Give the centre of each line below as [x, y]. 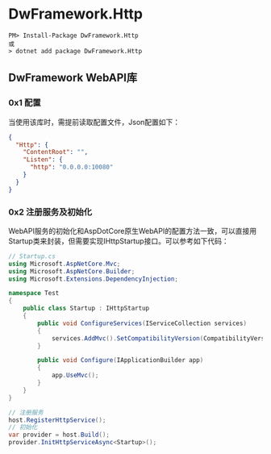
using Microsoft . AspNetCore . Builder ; [72, 271]
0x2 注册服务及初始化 [50, 212]
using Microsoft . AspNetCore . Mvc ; [65, 264]
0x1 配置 [25, 103]
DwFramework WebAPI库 [73, 78]
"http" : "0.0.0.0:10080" [71, 167]
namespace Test [34, 294]
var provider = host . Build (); [59, 435]
